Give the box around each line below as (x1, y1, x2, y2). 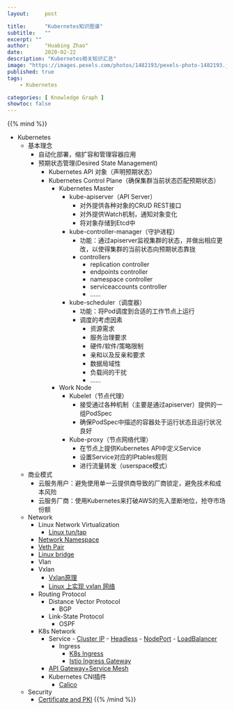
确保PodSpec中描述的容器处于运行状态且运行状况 (79, 418, 222, 426)
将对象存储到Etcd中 (79, 219, 136, 227)
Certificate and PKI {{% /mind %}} (38, 695, 136, 704)
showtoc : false (7, 101, 52, 108)
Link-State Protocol (48, 612, 104, 621)
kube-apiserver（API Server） (69, 193, 157, 201)
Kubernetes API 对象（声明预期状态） (48, 168, 157, 176)
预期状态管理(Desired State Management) (38, 159, 158, 168)
